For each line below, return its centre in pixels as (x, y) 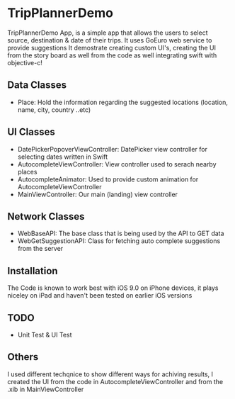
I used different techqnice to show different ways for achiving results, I (110, 374)
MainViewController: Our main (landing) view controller (98, 194)
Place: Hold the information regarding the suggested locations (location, (123, 102)
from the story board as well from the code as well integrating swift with (112, 55)
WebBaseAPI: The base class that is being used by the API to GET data (121, 234)
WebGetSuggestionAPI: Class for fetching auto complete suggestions (119, 241)
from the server (40, 249)
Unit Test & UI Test (45, 335)
